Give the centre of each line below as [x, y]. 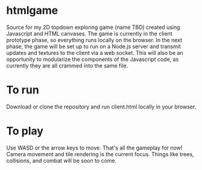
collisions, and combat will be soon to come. [62, 160]
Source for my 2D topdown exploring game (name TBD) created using [93, 27]
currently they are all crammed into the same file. [67, 65]
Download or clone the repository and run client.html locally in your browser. [101, 107]
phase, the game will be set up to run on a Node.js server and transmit [93, 46]
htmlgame [32, 11]
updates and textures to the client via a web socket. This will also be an [95, 52]
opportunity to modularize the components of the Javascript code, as [93, 59]
